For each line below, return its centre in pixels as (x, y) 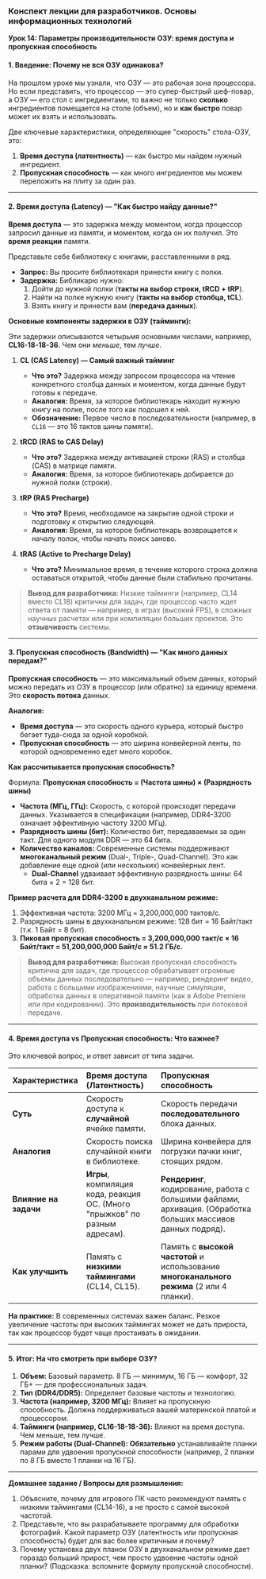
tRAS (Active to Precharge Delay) (75, 554)
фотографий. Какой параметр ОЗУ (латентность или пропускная (129, 1533)
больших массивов (198, 1219)
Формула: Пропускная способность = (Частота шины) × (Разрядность (130, 782)
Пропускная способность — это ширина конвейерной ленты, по (130, 743)
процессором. (44, 1419)
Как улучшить (40, 1272)
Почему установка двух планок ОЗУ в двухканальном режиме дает (135, 1550)
